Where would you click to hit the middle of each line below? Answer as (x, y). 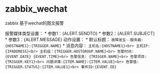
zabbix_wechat (36, 9)
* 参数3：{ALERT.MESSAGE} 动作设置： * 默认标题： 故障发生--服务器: (74, 39)
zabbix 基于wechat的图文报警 (34, 23)
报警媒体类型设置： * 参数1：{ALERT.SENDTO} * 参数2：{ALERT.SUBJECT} (80, 33)
